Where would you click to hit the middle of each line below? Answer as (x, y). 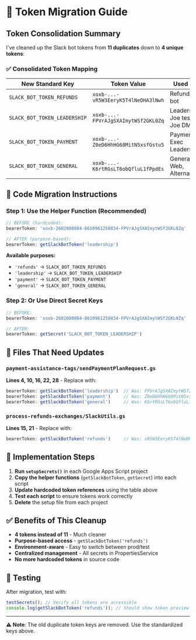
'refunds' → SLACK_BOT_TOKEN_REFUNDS (60, 267)
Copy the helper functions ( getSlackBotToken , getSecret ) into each (95, 477)
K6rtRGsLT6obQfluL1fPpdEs (128, 169)
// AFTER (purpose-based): (39, 239)
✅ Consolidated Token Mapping (52, 68)
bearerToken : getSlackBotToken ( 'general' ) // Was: (74, 402)
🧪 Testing (24, 578)
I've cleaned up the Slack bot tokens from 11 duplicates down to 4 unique (95, 47)
